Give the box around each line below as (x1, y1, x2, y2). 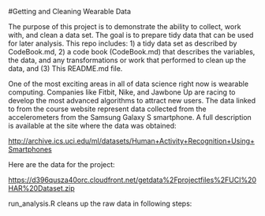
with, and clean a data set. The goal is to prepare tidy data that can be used (8, 31, 254, 39)
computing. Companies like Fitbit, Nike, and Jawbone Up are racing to (8, 88, 236, 97)
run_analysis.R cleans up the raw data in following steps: (8, 199, 192, 208)
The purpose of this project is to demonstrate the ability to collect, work (8, 22, 241, 31)
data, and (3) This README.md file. (8, 64, 123, 73)
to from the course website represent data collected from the (8, 104, 207, 114)
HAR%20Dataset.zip (8, 184, 75, 192)
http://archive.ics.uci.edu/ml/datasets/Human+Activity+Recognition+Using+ (8, 136, 255, 145)
